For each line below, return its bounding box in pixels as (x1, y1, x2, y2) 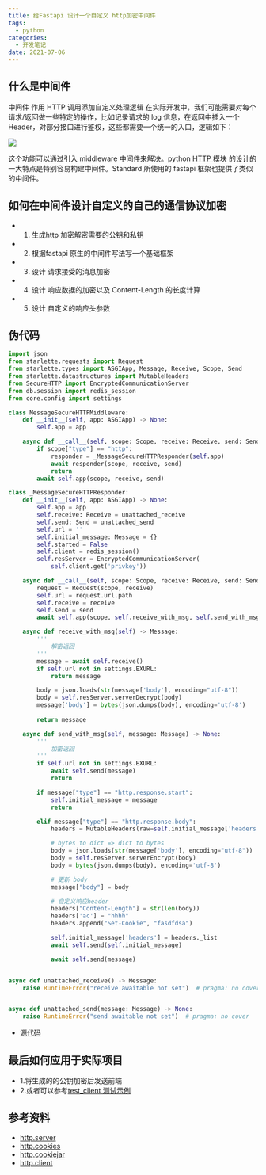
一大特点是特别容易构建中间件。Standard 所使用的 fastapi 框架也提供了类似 (8, 163, 253, 173)
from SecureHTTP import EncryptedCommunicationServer (8, 380, 190, 387)
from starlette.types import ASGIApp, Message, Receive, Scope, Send (8, 365, 243, 373)
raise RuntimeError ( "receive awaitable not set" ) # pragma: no (22, 984, 239, 992)
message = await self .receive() (36, 657, 144, 666)
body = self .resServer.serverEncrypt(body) (50, 854, 196, 862)
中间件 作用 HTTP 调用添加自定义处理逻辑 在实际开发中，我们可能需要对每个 (8, 102, 257, 112)
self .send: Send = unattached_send (36, 518, 154, 526)
